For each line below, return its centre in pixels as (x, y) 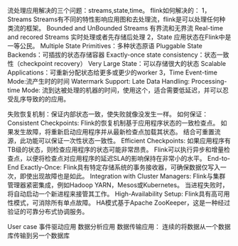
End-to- (219, 158)
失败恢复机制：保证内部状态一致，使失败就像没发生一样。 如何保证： (108, 114)
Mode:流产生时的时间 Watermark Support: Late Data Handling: (99, 81)
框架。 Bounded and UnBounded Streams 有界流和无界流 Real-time (125, 28)
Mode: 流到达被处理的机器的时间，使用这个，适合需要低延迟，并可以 (122, 90)
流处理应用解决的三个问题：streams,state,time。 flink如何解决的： (104, 10)
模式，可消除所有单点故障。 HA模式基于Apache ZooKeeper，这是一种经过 (122, 203)
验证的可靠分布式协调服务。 (48, 212)
